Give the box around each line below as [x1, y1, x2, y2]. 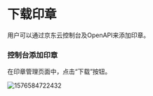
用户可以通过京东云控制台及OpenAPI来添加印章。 [7, 31, 150, 39]
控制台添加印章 [7, 50, 58, 60]
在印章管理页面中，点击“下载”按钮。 [7, 67, 112, 76]
